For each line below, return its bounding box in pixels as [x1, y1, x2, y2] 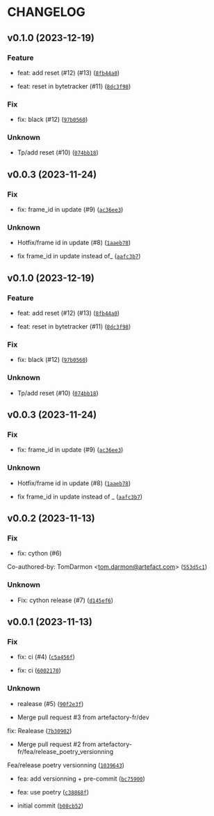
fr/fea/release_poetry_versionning [17, 747, 114, 755]
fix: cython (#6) [17, 549, 63, 558]
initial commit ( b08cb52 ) [17, 801, 84, 810]
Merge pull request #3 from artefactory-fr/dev [17, 713, 149, 721]
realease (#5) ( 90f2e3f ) [17, 699, 84, 707]
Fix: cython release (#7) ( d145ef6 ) [17, 596, 113, 604]
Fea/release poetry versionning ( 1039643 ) [7, 760, 125, 769]
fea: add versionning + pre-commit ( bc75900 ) [17, 774, 146, 783]
